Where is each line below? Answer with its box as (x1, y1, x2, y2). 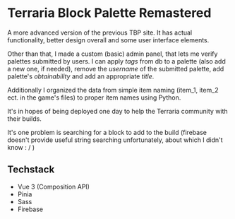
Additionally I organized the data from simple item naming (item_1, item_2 (7, 85, 219, 94)
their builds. (7, 114, 42, 123)
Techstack (7, 164, 55, 176)
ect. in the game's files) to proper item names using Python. (7, 93, 181, 102)
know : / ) (7, 143, 35, 151)
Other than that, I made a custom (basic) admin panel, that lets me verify (7, 49, 218, 58)
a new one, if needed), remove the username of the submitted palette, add (7, 64, 224, 73)
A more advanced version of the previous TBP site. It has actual (7, 28, 193, 37)
